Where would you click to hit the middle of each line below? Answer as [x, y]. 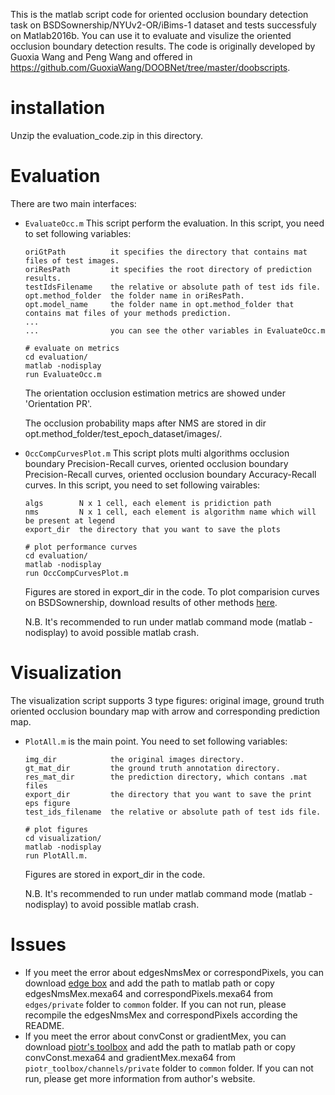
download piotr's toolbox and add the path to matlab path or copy [160, 1046]
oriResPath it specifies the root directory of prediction [168, 269]
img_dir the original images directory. [134, 759]
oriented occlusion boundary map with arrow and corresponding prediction [165, 711]
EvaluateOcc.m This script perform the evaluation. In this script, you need [174, 223]
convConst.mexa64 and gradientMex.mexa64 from [130, 1057]
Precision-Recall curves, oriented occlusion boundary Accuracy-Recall [170, 474]
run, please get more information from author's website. [140, 1078]
